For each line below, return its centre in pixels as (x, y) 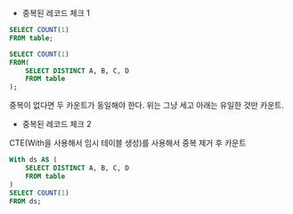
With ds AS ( (33, 160)
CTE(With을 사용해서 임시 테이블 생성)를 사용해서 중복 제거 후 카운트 (128, 143)
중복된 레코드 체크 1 (56, 13)
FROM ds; (25, 201)
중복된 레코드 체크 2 (57, 124)
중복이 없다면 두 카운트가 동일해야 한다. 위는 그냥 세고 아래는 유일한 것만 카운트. (147, 106)
